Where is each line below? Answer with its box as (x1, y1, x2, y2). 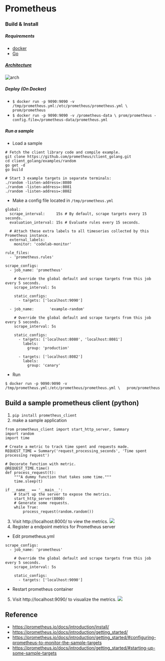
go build (5, 167, 23, 172)
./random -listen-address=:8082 (5, 189, 72, 193)
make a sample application (12, 417, 67, 423)
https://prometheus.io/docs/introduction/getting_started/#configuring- (12, 634, 157, 640)
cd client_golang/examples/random (5, 158, 77, 163)
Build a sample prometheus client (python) (5, 399, 139, 407)
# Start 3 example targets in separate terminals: (5, 176, 112, 181)
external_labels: (9, 237, 45, 242)
